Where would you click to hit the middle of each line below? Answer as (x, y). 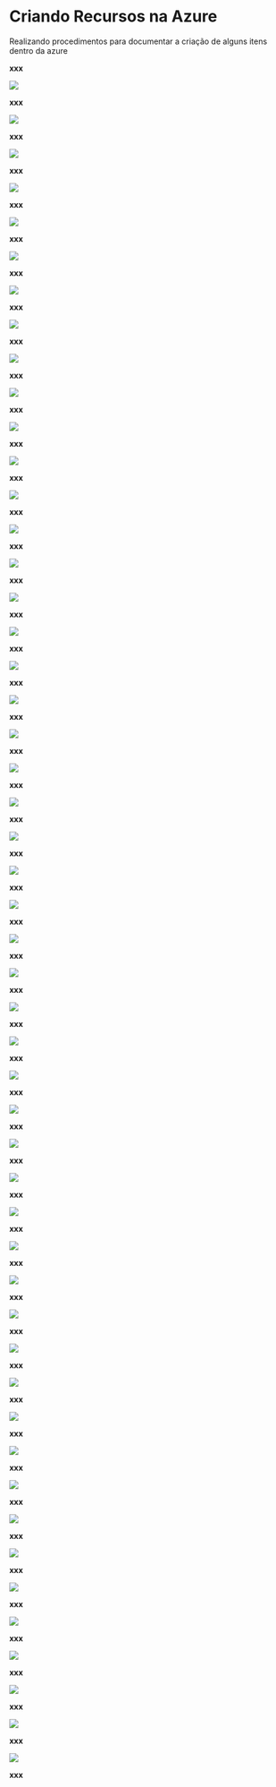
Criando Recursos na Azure (113, 17)
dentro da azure (39, 50)
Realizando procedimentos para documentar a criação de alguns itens (138, 41)
